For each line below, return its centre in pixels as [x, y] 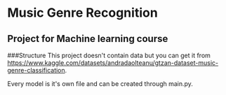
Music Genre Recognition [82, 13]
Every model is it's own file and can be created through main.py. [100, 84]
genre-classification [36, 70]
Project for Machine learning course [88, 39]
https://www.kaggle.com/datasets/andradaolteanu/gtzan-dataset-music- [113, 63]
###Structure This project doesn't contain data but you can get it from [109, 55]
